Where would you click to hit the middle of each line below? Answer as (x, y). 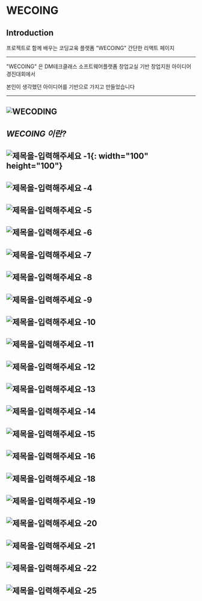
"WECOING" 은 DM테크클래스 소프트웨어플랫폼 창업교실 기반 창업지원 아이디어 (99, 66)
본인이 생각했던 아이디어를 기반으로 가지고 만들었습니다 (71, 87)
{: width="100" (119, 156)
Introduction (30, 33)
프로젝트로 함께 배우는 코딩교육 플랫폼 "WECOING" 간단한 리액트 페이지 (90, 48)
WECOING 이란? (36, 134)
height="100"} (35, 166)
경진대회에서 (21, 74)
